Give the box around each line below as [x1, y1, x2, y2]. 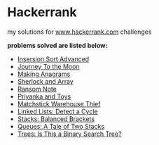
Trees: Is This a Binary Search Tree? [17, 130, 122, 138]
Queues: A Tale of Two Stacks [17, 122, 105, 130]
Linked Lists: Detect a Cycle [17, 107, 98, 115]
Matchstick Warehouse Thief [17, 99, 101, 108]
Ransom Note [17, 84, 57, 93]
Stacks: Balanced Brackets [17, 114, 95, 123]
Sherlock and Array [17, 77, 74, 85]
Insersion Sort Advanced [17, 54, 90, 63]
